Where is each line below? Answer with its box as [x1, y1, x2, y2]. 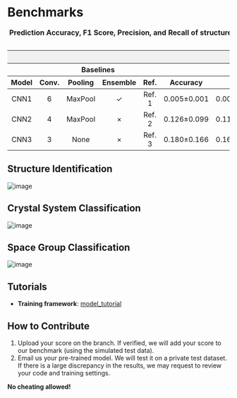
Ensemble [102, 77, 137, 87]
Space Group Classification [7, 241, 130, 253]
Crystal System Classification [7, 202, 141, 214]
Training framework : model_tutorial [17, 300, 122, 308]
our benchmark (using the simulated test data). [17, 346, 154, 354]
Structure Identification [7, 163, 113, 175]
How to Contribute [7, 320, 90, 332]
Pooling [68, 77, 94, 87]
